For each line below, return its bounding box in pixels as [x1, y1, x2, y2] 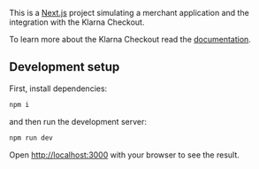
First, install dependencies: [9, 83, 108, 94]
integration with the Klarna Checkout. [9, 17, 145, 27]
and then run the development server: [9, 116, 148, 127]
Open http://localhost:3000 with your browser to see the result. [9, 150, 240, 160]
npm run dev [9, 133, 53, 142]
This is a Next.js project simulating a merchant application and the [9, 8, 249, 18]
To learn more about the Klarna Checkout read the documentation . [9, 35, 252, 44]
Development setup [9, 59, 120, 74]
